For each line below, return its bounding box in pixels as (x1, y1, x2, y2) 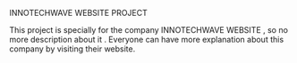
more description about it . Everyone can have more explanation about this (9, 35, 284, 44)
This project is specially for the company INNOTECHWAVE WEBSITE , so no (9, 25, 289, 35)
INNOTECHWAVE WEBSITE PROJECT (9, 8, 148, 18)
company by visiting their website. (9, 43, 136, 54)
